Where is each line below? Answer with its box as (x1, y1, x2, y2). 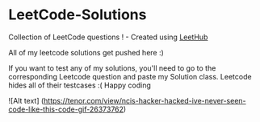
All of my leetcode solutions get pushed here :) (8, 47, 164, 57)
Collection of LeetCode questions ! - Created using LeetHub (8, 32, 208, 42)
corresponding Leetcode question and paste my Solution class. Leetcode (8, 71, 252, 81)
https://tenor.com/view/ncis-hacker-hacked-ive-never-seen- (43, 96, 246, 105)
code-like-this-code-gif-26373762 (8, 104, 124, 114)
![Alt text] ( (8, 96, 44, 105)
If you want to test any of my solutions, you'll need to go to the (8, 63, 216, 73)
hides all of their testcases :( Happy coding (8, 80, 151, 90)
